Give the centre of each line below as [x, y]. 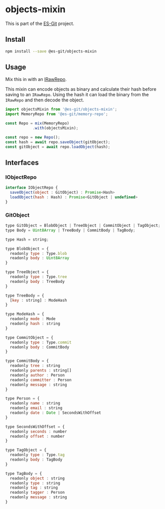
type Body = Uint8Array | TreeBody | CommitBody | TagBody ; [71, 230]
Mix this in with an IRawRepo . [36, 79]
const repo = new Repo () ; [33, 137]
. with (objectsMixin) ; [56, 128]
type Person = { [22, 398]
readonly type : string [35, 483]
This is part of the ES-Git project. [40, 23]
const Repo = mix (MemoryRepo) [37, 123]
